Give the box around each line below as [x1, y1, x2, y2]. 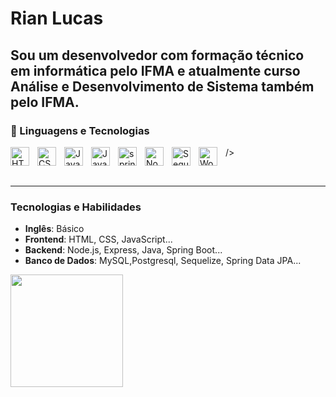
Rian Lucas [10, 7, 104, 30]
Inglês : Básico [24, 223, 85, 235]
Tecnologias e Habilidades [10, 200, 142, 214]
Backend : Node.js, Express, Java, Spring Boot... [24, 244, 223, 256]
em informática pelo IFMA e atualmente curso [10, 62, 301, 79]
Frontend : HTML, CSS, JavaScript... [24, 233, 173, 246]
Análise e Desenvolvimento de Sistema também [10, 78, 315, 95]
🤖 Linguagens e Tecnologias [10, 123, 150, 137]
